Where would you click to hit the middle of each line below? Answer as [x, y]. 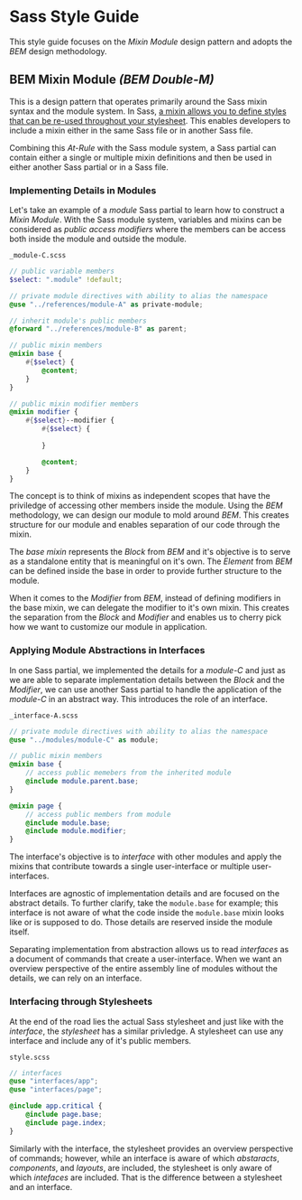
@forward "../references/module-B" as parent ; [98, 329]
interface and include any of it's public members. [101, 1040]
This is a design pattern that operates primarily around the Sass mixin [138, 101]
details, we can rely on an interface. [76, 979]
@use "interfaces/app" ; [54, 1082]
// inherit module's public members [78, 321]
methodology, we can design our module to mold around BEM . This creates [150, 515]
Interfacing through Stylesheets [81, 1002]
